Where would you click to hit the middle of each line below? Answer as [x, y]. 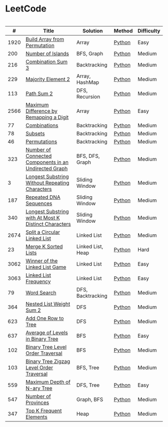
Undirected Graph [47, 169]
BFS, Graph [90, 54]
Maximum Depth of [48, 382]
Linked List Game [46, 267]
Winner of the [42, 261]
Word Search [41, 293]
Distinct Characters [48, 224]
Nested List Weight [48, 304]
